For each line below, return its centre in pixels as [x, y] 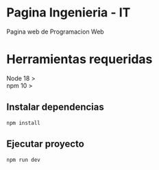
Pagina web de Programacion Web [55, 32]
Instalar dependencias [55, 107]
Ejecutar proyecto [46, 144]
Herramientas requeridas [79, 59]
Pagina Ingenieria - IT [69, 13]
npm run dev [23, 160]
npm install [23, 123]
